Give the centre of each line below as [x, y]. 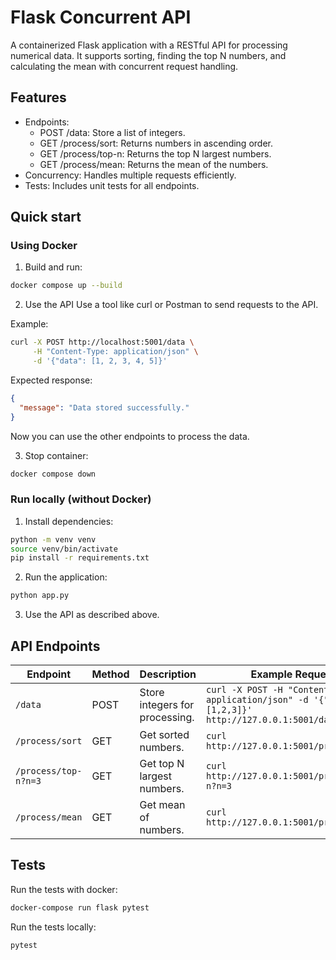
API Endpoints [55, 646]
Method [110, 674]
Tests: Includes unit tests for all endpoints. [112, 185]
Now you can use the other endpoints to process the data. [130, 436]
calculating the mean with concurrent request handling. [124, 66]
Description [168, 674]
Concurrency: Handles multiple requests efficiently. [130, 175]
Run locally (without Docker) [81, 499]
